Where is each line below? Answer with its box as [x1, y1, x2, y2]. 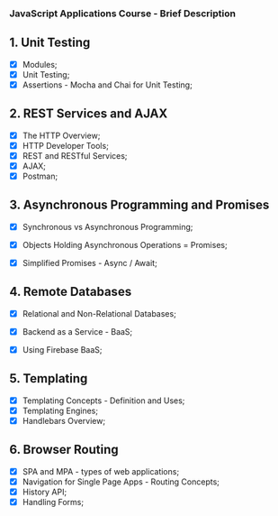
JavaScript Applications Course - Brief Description [9, 7, 237, 20]
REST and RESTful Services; [22, 150, 128, 161]
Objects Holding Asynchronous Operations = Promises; [22, 239, 228, 250]
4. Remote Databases [9, 284, 132, 299]
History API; [22, 486, 67, 497]
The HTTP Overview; [22, 130, 101, 141]
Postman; [22, 170, 58, 181]
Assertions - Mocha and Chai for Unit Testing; [22, 79, 193, 90]
